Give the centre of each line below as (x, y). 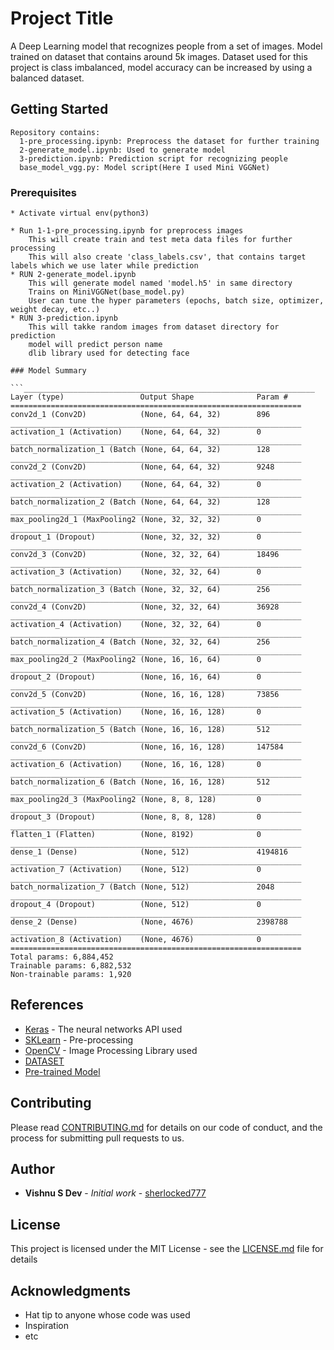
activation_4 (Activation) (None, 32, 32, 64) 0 (136, 625)
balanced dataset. (47, 78)
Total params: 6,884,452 (62, 957)
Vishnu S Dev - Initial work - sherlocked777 (115, 1193)
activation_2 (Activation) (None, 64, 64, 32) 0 (136, 485)
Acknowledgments (71, 1290)
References (47, 1005)
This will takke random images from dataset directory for (154, 327)
